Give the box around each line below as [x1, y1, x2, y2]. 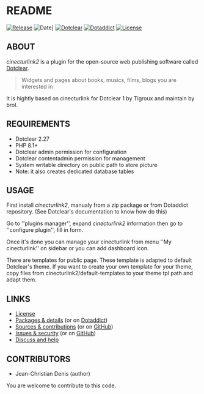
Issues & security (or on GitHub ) [15, 330, 97, 337]
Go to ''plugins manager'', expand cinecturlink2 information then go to [6, 220, 183, 227]
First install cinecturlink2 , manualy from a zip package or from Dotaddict [6, 201, 188, 209]
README [6, 4, 53, 18]
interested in [21, 83, 53, 90]
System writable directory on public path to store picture [15, 161, 158, 168]
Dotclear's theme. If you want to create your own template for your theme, [6, 263, 194, 270]
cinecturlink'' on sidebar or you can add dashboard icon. [6, 245, 149, 252]
